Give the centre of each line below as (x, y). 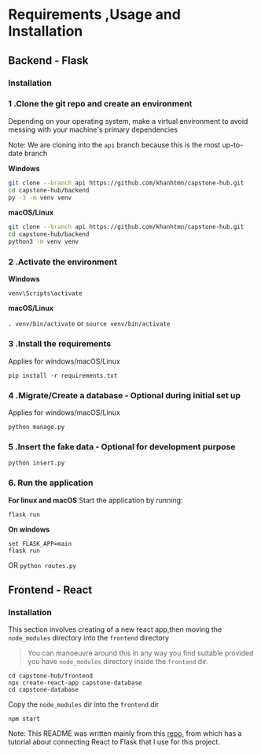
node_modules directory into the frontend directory (89, 638)
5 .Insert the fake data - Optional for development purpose (122, 446)
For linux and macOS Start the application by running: (96, 500)
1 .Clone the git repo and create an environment (100, 104)
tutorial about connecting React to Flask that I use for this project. (114, 742)
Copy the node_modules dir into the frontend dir (84, 704)
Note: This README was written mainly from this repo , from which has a (125, 733)
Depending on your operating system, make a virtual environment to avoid (128, 121)
